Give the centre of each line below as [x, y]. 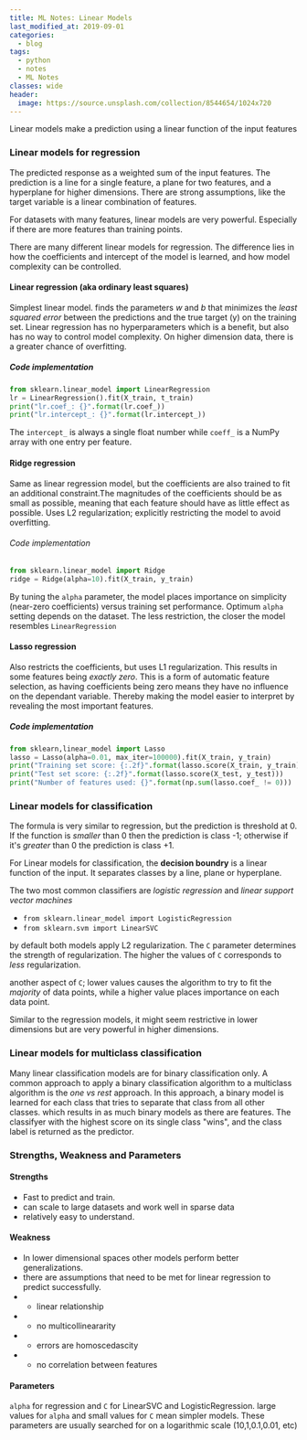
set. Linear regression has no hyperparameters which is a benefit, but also [149, 326]
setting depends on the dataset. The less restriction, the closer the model [148, 616]
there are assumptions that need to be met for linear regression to [147, 1277]
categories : [32, 35]
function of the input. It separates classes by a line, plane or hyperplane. [146, 873]
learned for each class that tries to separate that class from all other [137, 1102]
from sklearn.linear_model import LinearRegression [110, 389]
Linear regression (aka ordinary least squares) [99, 287]
